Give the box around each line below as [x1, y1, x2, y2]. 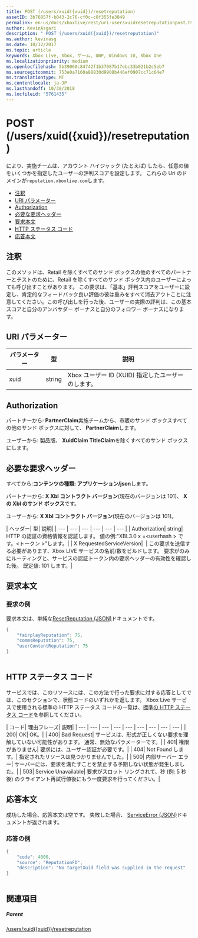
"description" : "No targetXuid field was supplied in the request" [16, 865, 186, 871]
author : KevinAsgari [6, 25, 57, 31]
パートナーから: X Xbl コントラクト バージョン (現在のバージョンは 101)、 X [6, 492, 187, 500]
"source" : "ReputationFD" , [16, 859, 83, 865]
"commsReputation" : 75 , [16, 638, 75, 643]
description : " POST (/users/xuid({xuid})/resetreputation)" [6, 31, 160, 37]
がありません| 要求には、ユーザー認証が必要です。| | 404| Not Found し [6, 746, 179, 753]
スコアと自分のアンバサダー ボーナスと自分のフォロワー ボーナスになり [6, 305, 180, 312]
